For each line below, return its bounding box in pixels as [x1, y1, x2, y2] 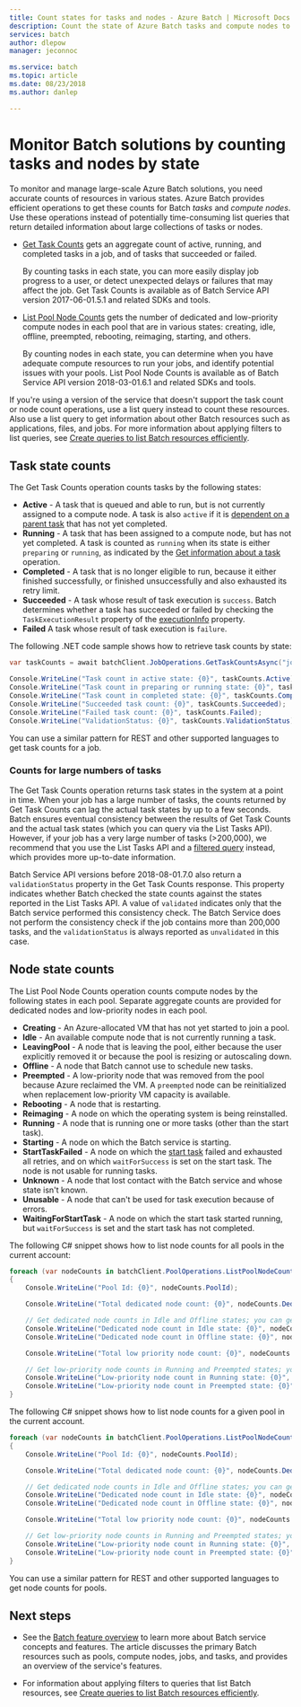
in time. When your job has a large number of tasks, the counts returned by [9, 794, 287, 805]
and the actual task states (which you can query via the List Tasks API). [9, 823, 273, 833]
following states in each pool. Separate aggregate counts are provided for [9, 995, 282, 1006]
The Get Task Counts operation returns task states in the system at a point [9, 785, 284, 796]
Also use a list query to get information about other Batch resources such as [9, 413, 291, 424]
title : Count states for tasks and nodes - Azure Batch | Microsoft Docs [9, 13, 291, 22]
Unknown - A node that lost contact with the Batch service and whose [21, 1175, 283, 1185]
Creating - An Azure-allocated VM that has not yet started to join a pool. [21, 1022, 289, 1033]
